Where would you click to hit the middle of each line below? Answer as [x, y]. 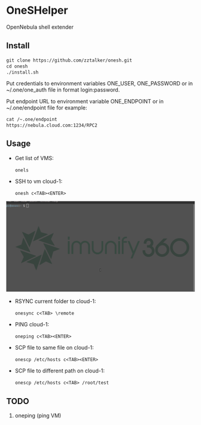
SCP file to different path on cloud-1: [60, 371]
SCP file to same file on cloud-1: [54, 348]
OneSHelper [37, 10]
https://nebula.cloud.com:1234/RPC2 [52, 125]
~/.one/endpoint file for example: [47, 108]
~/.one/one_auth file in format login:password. [63, 90]
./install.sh [22, 72]
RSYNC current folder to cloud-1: [55, 301]
